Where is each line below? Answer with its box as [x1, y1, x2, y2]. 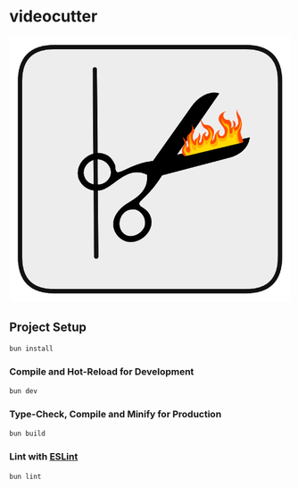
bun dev [9, 387, 38, 396]
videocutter [9, 6, 98, 27]
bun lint [9, 472, 42, 481]
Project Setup [9, 319, 87, 334]
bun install [9, 344, 54, 354]
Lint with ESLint [9, 450, 79, 463]
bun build [9, 429, 46, 439]
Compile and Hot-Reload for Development [9, 365, 195, 377]
